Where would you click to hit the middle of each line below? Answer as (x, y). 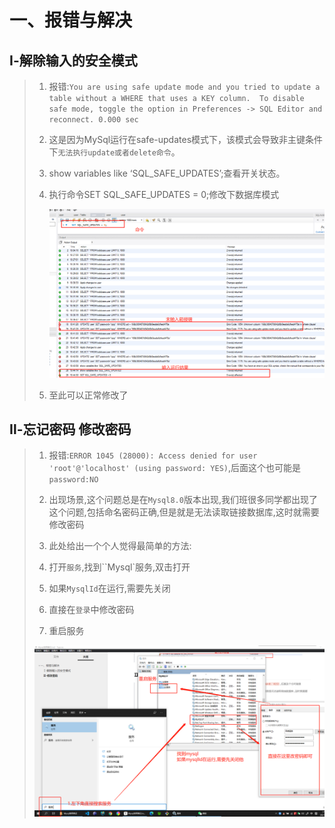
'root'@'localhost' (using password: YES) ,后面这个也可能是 (174, 468)
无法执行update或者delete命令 (114, 153)
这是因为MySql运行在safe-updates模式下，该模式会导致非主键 (177, 139)
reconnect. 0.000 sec (93, 120)
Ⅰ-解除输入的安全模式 (73, 60)
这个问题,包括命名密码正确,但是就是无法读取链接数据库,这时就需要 (184, 512)
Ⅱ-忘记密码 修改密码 (70, 429)
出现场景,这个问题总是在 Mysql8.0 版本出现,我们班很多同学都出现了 (183, 500)
